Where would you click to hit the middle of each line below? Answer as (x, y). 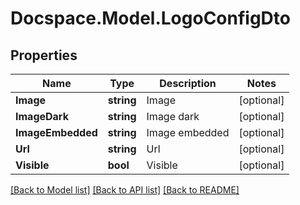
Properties (44, 55)
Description (188, 83)
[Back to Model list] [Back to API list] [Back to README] (125, 190)
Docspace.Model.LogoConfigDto (150, 18)
